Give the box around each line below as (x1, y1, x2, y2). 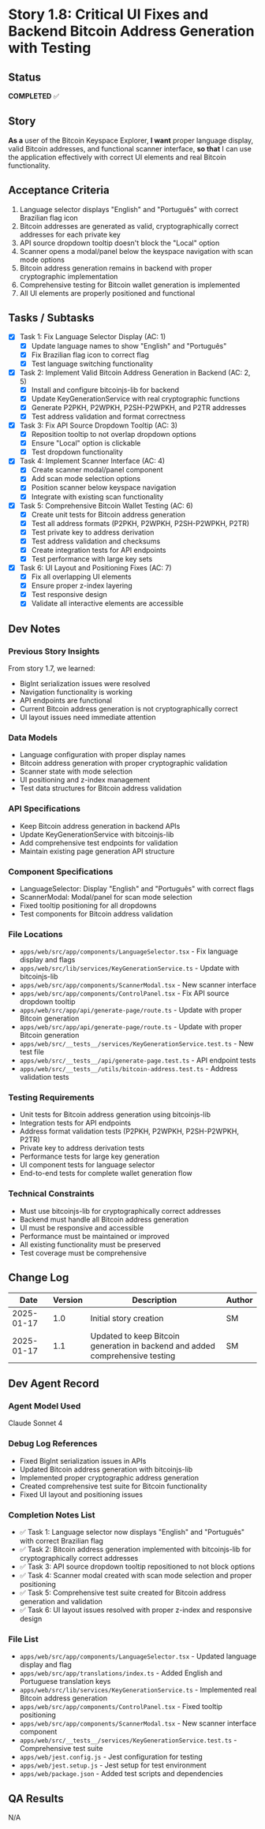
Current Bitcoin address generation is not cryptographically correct (19, 704, 238, 713)
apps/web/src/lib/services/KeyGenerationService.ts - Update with (19, 964, 240, 973)
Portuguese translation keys (19, 1677, 111, 1686)
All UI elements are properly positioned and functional (19, 288, 196, 297)
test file (19, 1047, 45, 1057)
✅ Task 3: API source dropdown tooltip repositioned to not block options (19, 1562, 256, 1571)
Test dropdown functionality (31, 447, 124, 457)
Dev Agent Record (8, 1376, 100, 1390)
